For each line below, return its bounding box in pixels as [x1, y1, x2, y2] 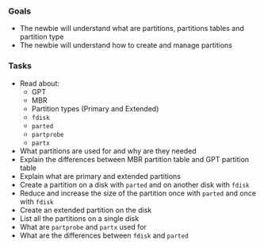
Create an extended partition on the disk [19, 205, 152, 215]
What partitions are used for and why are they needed [19, 145, 197, 156]
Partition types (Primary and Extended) [31, 103, 159, 113]
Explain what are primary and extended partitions [19, 171, 181, 180]
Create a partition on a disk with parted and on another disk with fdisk [19, 180, 250, 189]
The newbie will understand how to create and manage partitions [19, 41, 232, 50]
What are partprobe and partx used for [19, 222, 147, 231]
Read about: [19, 78, 59, 88]
